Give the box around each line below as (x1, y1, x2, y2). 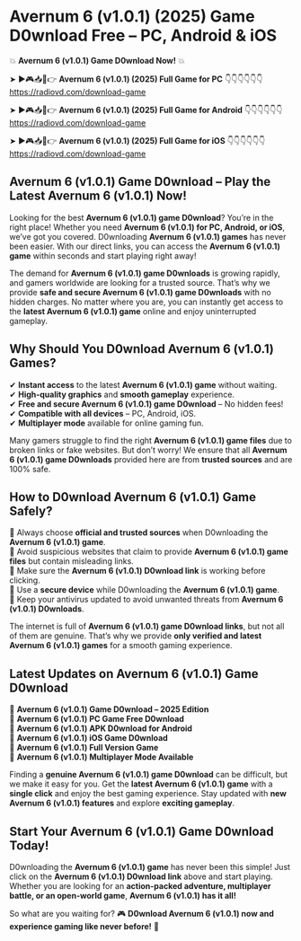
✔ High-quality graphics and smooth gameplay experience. (9, 389, 235, 400)
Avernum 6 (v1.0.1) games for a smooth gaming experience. (9, 640, 233, 651)
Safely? (9, 503, 53, 518)
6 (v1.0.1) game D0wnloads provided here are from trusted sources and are (9, 453, 293, 464)
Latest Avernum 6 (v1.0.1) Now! (9, 189, 187, 204)
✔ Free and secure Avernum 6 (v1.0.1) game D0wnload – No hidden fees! (9, 398, 284, 409)
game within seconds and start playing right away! (9, 250, 197, 261)
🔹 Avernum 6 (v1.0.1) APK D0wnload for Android (9, 723, 193, 734)
